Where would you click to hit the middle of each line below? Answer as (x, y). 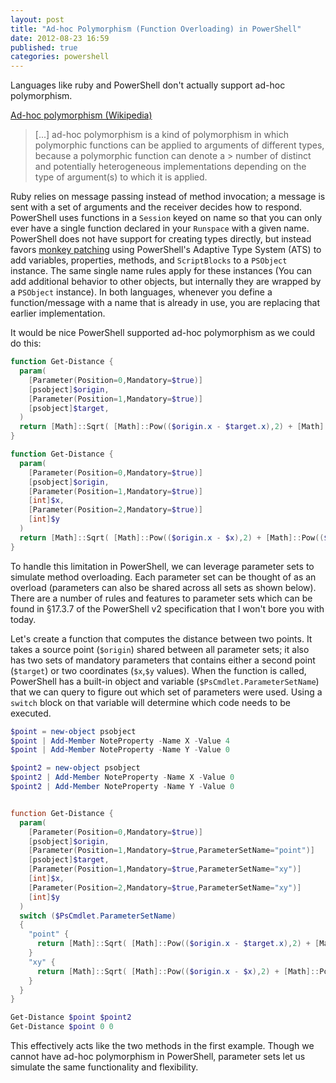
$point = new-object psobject (73, 731)
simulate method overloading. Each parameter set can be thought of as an (163, 577)
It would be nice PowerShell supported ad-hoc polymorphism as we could (163, 333)
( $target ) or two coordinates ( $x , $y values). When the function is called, (158, 670)
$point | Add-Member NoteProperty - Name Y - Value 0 (120, 750)
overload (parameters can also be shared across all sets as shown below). (163, 587)
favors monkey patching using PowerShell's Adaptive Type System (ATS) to (166, 250)
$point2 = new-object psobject (75, 768)
